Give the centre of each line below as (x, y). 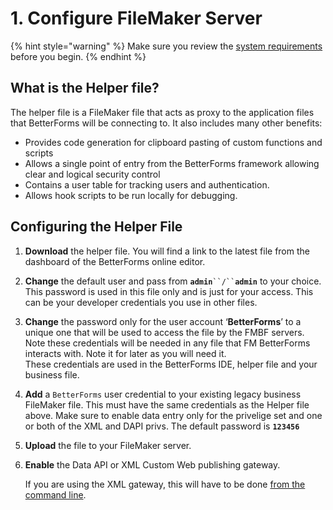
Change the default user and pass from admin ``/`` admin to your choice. (173, 281)
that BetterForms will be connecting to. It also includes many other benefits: (166, 123)
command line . (55, 494)
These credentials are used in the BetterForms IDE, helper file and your (171, 364)
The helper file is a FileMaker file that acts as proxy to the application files (162, 112)
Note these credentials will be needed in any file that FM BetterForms (167, 343)
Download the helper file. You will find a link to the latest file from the (167, 251)
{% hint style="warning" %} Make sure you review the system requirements (166, 46)
